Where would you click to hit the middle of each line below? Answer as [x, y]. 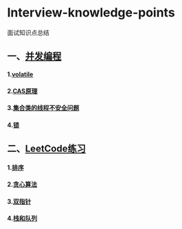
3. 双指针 [19, 201]
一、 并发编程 [34, 56]
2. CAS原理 [22, 91]
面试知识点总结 [28, 32]
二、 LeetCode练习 [46, 149]
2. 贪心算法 [22, 184]
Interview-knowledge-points [91, 13]
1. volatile [20, 74]
